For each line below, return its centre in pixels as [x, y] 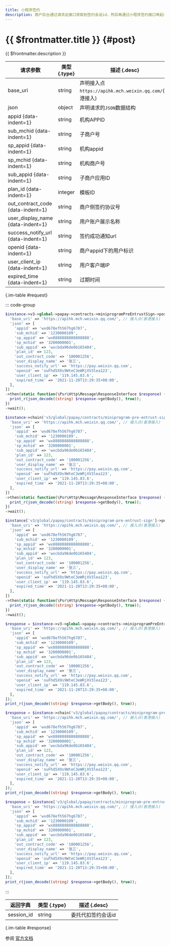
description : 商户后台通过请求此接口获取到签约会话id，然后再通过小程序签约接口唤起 [84, 15]
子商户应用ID [95, 178]
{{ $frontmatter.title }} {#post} [71, 40]
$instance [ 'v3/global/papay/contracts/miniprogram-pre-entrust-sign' [80, 521]
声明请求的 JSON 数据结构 [108, 108]
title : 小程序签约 [23, 10]
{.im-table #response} [28, 928]
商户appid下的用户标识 [107, 251]
